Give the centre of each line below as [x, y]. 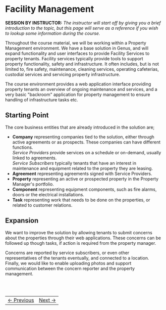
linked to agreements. [34, 158]
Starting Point [27, 115]
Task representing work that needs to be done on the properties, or [81, 200]
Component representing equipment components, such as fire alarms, [84, 189]
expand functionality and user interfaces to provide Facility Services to [77, 53]
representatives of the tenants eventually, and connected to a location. [77, 258]
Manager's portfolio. [33, 184]
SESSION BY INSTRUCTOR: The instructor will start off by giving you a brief [83, 23]
